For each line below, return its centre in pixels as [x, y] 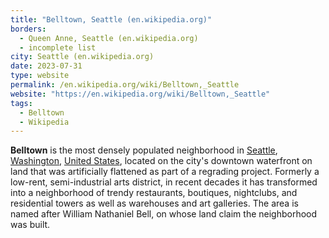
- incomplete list [58, 47]
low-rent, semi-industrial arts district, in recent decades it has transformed [164, 182]
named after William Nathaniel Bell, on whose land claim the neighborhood [164, 214]
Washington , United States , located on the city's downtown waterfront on [161, 161]
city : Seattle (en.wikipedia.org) [82, 57]
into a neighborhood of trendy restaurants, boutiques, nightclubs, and [154, 193]
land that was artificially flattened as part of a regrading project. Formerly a [165, 172]
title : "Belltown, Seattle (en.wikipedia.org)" [111, 19]
